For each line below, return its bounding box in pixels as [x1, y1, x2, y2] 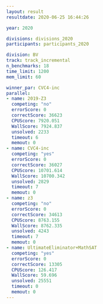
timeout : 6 [11, 134, 39, 140]
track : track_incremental [6, 58, 70, 64]
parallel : [6, 90, 31, 96]
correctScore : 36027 [11, 161, 63, 168]
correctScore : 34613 [11, 211, 63, 217]
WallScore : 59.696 [11, 273, 58, 278]
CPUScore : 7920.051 [11, 118, 60, 123]
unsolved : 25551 [11, 278, 52, 284]
